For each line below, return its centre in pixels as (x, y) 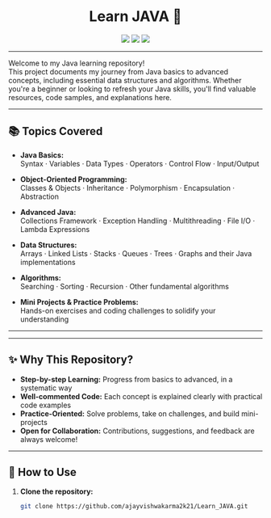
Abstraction (39, 196)
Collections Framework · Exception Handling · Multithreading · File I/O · (138, 221)
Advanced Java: (48, 212)
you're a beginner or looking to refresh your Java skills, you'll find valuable (132, 89)
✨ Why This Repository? (71, 360)
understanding (44, 319)
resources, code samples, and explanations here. (90, 97)
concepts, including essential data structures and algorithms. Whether (125, 80)
